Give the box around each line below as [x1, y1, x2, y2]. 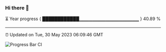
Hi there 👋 [5, 4, 30, 11]
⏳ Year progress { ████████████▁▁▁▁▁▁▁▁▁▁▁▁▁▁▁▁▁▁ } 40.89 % [5, 16, 161, 22]
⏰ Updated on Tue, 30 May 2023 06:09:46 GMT [5, 32, 104, 38]
